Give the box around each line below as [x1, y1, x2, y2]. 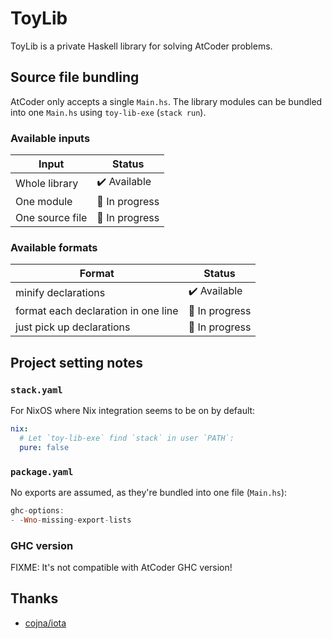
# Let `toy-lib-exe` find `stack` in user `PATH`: [19, 433, 235, 443]
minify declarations [15, 285, 106, 299]
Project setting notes [10, 354, 143, 371]
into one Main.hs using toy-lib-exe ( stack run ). [10, 106, 207, 118]
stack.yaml [10, 384, 63, 396]
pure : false [19, 442, 70, 452]
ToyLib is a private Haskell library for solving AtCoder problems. [10, 40, 273, 52]
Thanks [10, 590, 59, 607]
